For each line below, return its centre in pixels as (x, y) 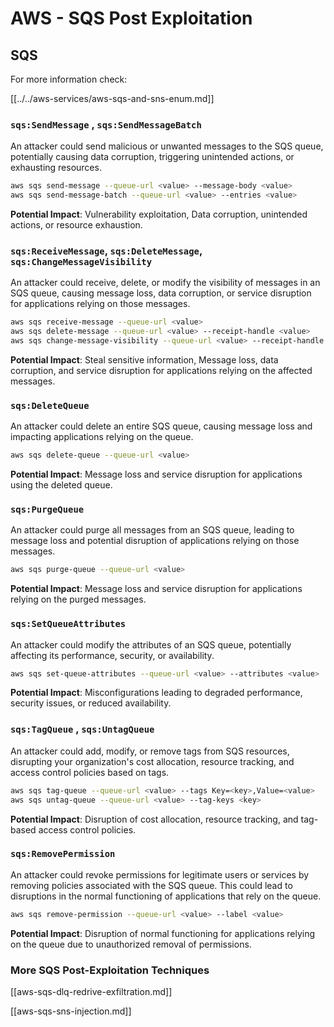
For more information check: (69, 79)
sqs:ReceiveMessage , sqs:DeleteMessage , (106, 250)
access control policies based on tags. (90, 772)
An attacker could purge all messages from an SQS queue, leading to (152, 530)
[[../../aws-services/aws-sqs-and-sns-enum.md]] (112, 98)
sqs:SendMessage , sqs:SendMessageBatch (106, 124)
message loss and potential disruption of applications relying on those (155, 541)
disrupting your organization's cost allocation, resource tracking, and (152, 761)
